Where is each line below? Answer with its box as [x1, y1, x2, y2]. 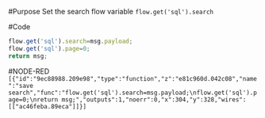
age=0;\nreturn [8, 95, 59, 104]
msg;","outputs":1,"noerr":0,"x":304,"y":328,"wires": [61, 95, 247, 104]
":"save [8, 82, 34, 89]
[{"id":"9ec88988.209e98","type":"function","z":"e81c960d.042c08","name [8, 74, 258, 82]
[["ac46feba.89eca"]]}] [8, 102, 87, 110]
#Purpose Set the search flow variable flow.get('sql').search [8, 7, 214, 16]
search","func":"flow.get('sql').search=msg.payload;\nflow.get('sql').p [8, 89, 258, 97]
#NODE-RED [8, 67, 50, 76]
